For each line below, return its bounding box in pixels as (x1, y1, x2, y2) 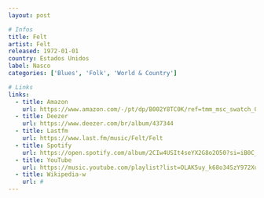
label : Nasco (8, 62, 51, 70)
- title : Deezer (15, 113, 68, 121)
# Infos (8, 25, 34, 34)
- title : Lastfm (15, 127, 68, 135)
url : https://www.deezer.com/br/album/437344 (22, 120, 174, 128)
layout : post (8, 11, 51, 20)
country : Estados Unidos (8, 55, 90, 63)
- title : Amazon (15, 98, 68, 106)
